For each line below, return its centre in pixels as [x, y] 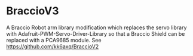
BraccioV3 [33, 11]
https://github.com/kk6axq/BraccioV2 [53, 46]
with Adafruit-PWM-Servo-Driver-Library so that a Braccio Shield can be [96, 33]
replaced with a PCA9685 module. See [54, 40]
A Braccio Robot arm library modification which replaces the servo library [96, 27]
